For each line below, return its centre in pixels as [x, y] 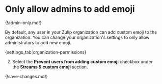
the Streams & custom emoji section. [50, 67]
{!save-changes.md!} [27, 76]
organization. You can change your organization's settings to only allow [77, 37]
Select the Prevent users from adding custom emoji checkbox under [82, 61]
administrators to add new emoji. [38, 42]
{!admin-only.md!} [24, 23]
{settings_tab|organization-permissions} [46, 52]
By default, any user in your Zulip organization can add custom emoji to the [81, 32]
